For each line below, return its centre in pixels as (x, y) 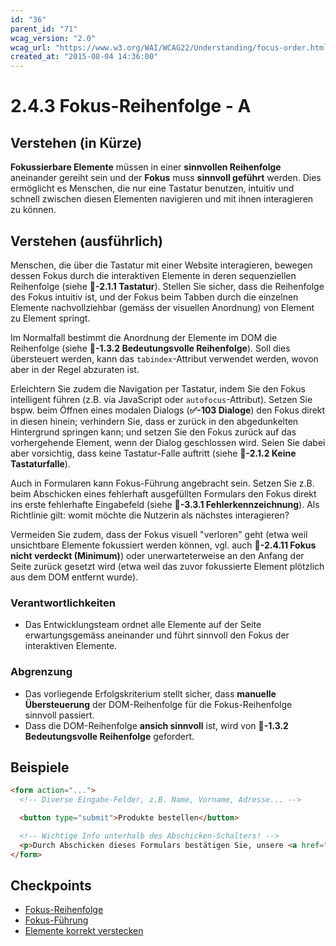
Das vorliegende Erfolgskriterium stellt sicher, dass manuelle (150, 693)
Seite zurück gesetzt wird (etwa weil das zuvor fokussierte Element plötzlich (167, 566)
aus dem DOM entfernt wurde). (74, 577)
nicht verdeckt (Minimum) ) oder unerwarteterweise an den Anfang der (157, 555)
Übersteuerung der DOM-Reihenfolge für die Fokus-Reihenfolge (158, 704)
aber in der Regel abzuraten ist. (75, 369)
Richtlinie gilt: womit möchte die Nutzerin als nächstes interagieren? (150, 515)
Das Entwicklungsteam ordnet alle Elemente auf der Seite (143, 625)
